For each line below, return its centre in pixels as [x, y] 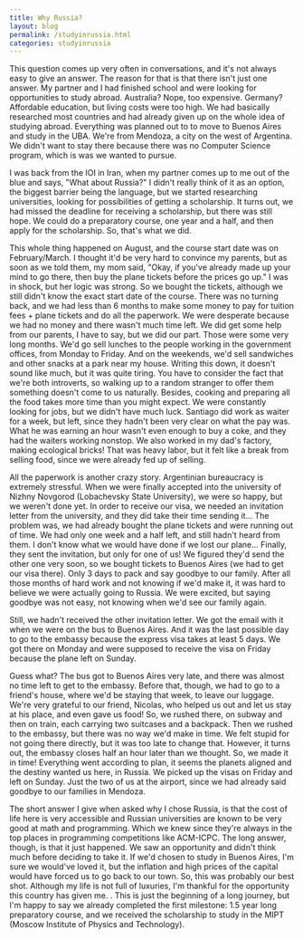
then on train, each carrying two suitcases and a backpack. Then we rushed [151, 724]
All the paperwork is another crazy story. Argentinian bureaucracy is [137, 477]
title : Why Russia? [46, 18]
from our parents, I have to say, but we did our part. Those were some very [149, 335]
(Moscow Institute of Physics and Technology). [97, 925]
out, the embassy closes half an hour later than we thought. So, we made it [149, 753]
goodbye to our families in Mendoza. [78, 791]
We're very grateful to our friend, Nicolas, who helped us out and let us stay [151, 705]
